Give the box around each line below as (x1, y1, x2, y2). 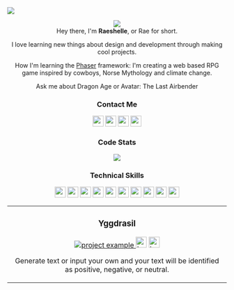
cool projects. (97, 48, 137, 56)
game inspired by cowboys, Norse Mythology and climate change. (22, 69, 212, 77)
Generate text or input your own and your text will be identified (15, 256, 219, 266)
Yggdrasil (98, 218, 136, 229)
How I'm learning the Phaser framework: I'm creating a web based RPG (15, 61, 219, 69)
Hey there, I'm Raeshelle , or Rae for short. (56, 27, 178, 35)
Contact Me (96, 99, 138, 109)
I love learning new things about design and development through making (11, 40, 223, 48)
